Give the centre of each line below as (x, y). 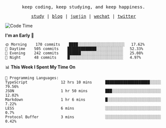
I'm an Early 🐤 (20, 35)
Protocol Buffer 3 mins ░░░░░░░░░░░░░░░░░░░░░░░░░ (83, 117)
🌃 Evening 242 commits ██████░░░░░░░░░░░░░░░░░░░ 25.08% (74, 53)
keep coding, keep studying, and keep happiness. (83, 7)
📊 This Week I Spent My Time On (40, 67)
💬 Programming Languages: (32, 78)
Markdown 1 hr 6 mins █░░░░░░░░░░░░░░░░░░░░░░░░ (83, 100)
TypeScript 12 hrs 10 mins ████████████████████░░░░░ (83, 82)
